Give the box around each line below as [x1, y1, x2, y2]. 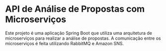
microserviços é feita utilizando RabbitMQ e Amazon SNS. [5, 40, 124, 46]
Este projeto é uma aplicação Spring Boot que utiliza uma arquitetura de [5, 30, 153, 36]
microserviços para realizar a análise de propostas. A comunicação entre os [5, 35, 161, 41]
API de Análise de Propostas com [5, 3, 145, 15]
